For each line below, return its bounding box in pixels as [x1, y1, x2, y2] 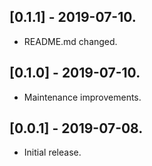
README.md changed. [23, 35, 118, 47]
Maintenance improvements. [23, 91, 142, 103]
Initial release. [23, 146, 82, 159]
